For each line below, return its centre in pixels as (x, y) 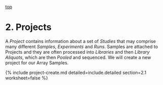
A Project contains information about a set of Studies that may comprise (80, 41)
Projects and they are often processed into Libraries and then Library (77, 52)
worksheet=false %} (27, 78)
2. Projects (28, 27)
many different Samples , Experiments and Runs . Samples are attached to (82, 47)
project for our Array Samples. (37, 63)
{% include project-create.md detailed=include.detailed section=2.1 (76, 72)
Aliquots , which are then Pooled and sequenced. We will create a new (78, 57)
